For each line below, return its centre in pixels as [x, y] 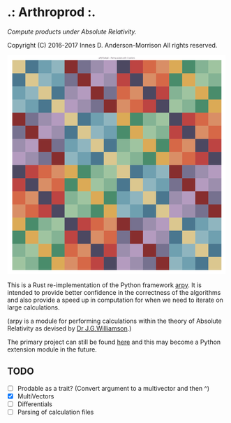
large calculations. [33, 307]
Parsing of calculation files [55, 412]
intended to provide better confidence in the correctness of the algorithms [114, 292]
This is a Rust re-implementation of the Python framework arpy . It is [105, 285]
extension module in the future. [52, 349]
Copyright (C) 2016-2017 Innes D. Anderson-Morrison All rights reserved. [112, 45]
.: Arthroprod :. [52, 12]
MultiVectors [36, 396]
